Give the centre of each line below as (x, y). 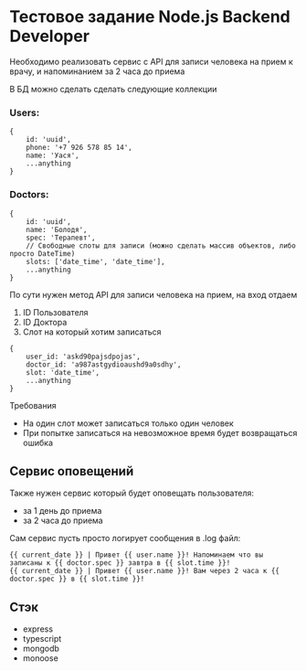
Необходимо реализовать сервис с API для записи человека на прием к (152, 61)
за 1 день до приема (62, 511)
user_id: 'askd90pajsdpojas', (84, 357)
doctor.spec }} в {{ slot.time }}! (77, 579)
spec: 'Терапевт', (61, 238)
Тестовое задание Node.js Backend (150, 17)
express (37, 629)
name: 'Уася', (53, 156)
